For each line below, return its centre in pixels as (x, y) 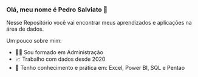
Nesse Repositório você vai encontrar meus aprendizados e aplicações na (99, 23)
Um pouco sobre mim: (34, 41)
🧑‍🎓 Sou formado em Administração (59, 52)
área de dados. (25, 29)
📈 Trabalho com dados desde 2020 (60, 59)
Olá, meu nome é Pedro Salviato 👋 (57, 10)
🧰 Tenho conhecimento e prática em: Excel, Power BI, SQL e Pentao (100, 68)
